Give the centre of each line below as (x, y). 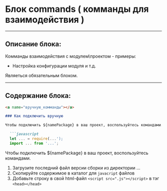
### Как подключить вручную (34, 116)
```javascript (24, 134)
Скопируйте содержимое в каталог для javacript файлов (74, 173)
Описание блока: (33, 44)
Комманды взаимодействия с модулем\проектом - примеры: (71, 56)
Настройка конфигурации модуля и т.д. (54, 66)
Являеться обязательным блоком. (42, 75)
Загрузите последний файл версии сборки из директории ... (76, 168)
